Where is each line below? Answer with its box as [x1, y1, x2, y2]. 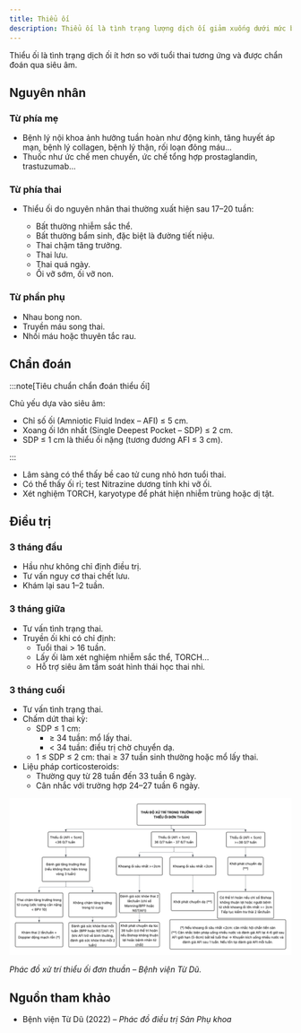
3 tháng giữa [9, 603, 65, 615]
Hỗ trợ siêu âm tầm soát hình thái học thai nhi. [35, 661, 206, 672]
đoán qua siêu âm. [9, 59, 78, 70]
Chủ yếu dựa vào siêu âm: [9, 397, 106, 408]
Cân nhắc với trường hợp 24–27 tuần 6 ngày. [35, 780, 200, 791]
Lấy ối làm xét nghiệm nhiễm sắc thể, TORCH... [35, 651, 210, 663]
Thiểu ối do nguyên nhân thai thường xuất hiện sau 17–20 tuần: [21, 204, 254, 214]
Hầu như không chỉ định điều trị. [21, 561, 142, 572]
